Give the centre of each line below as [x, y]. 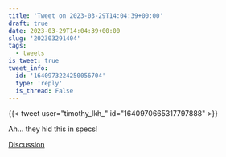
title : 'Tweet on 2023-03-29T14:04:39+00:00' [86, 16]
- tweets [30, 53]
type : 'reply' [39, 83]
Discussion [27, 145]
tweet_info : [28, 68]
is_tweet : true [34, 61]
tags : [17, 46]
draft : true [28, 23]
